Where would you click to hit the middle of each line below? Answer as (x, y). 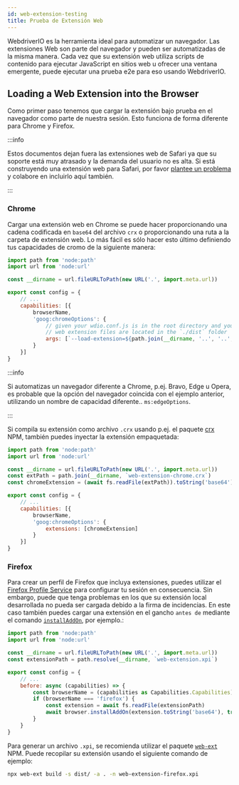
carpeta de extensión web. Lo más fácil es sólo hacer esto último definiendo (119, 239)
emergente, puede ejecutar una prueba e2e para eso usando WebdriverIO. (117, 71)
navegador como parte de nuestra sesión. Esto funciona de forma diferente (118, 118)
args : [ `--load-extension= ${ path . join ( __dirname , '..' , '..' (138, 339)
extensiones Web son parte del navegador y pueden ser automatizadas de (116, 49)
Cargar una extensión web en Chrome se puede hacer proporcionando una (117, 224)
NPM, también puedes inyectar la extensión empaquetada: (93, 437)
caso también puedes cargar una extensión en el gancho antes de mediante (119, 613)
